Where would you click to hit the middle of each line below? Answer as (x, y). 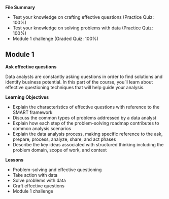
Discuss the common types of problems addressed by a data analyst (84, 117)
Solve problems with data (39, 180)
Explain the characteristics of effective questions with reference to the (86, 107)
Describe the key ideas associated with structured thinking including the (88, 144)
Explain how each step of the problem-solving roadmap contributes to (86, 123)
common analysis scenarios (42, 128)
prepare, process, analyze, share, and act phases (64, 139)
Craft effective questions (39, 186)
